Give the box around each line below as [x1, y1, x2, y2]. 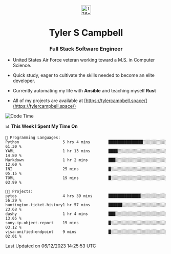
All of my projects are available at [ [12, 97, 86, 104]
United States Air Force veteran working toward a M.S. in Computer [12, 57, 155, 63]
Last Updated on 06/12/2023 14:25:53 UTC [5, 243, 96, 249]
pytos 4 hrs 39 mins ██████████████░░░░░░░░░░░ [5, 193, 166, 199]
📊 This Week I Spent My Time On [5, 123, 78, 129]
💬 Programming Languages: [5, 135, 60, 141]
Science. [12, 62, 32, 69]
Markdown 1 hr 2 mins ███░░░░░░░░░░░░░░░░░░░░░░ [5, 158, 166, 163]
